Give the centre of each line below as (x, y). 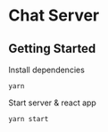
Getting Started (52, 49)
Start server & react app (53, 103)
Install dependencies (47, 70)
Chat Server (54, 16)
